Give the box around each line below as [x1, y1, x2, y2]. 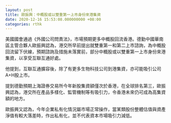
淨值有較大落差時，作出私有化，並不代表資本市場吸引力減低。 [5, 112, 135, 119]
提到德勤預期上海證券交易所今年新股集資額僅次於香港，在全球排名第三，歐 [5, 83, 161, 89]
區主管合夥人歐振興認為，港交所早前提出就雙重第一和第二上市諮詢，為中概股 [5, 43, 166, 49]
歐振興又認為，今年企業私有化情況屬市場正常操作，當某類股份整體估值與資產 [5, 106, 166, 112]
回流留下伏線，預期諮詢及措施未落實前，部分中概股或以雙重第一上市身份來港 [5, 49, 166, 55]
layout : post [5, 7, 33, 13]
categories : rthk [5, 21, 42, 27]
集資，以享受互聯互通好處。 [5, 55, 64, 61]
